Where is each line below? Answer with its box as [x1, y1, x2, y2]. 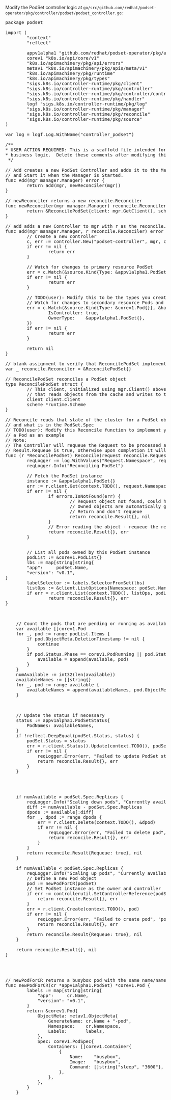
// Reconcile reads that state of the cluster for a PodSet [5, 417, 159, 422]
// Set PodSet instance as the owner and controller [26, 886, 161, 891]
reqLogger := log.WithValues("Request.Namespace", [26, 458, 156, 463]
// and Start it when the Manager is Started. [5, 173, 124, 178]
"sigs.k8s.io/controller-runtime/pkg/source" [26, 117, 142, 122]
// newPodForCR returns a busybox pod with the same [5, 978, 140, 983]
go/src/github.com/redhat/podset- [83, 5, 157, 10]
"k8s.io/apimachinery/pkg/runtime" [26, 71, 116, 76]
